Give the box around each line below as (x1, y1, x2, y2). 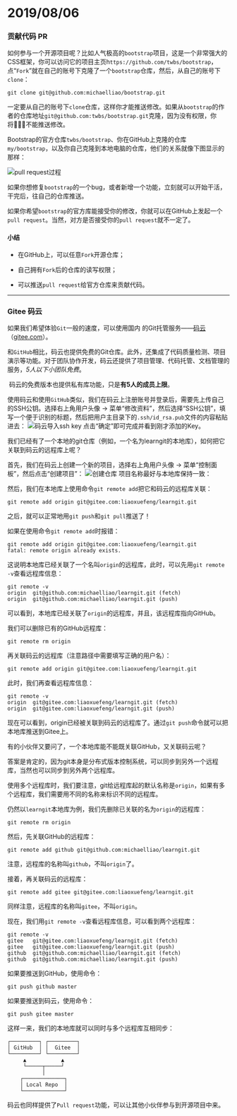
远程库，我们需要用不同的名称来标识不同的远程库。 (13, 790, 162, 798)
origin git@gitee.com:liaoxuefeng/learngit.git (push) (7, 705, 175, 712)
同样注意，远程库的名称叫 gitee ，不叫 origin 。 (7, 902, 141, 910)
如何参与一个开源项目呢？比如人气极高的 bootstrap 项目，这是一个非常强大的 (7, 49, 228, 57)
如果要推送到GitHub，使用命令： (7, 969, 102, 978)
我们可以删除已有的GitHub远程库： (7, 624, 108, 632)
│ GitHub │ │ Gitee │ (7, 1044, 80, 1051)
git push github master (7, 983, 78, 990)
